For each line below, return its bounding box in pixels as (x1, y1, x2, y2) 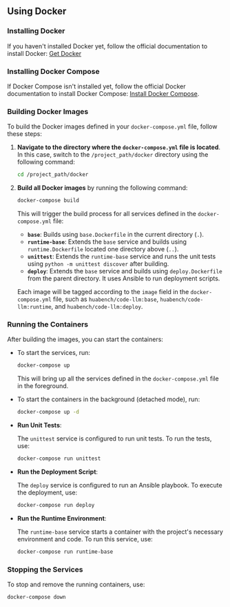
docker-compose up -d (17, 409, 79, 416)
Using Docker (7, 6, 67, 17)
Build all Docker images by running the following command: (17, 184, 188, 192)
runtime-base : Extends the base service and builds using (27, 238, 187, 246)
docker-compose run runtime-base (17, 548, 114, 555)
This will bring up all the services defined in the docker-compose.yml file (17, 374, 219, 383)
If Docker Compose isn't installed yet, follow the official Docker (7, 82, 186, 90)
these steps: (7, 130, 43, 138)
